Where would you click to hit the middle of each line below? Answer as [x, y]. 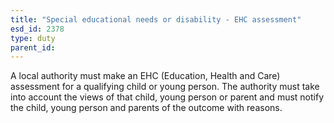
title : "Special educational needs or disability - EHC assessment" [156, 19]
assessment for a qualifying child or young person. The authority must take [165, 87]
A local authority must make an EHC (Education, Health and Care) [145, 76]
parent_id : [33, 47]
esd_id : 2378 [37, 29]
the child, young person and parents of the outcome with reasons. [146, 108]
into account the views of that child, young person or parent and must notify [167, 97]
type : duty [33, 38]
